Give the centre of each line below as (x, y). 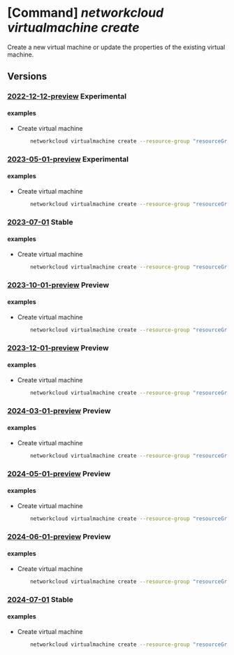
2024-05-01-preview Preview (59, 474)
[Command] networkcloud (86, 13)
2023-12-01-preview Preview (58, 348)
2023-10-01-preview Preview (58, 285)
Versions (27, 77)
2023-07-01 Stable (40, 222)
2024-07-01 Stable (40, 600)
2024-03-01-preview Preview (59, 411)
